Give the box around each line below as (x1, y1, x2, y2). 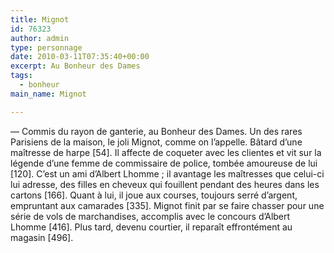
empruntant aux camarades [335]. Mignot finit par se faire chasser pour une (10, 199, 325, 211)
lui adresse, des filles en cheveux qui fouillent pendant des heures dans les (10, 178, 320, 190)
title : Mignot (10, 14, 70, 25)
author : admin (10, 33, 70, 43)
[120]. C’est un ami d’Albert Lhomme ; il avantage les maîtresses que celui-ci (10, 167, 325, 180)
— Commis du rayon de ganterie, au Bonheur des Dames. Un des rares (10, 125, 303, 137)
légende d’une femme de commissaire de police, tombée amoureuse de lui (10, 157, 318, 169)
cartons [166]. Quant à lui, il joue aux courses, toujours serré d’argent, (10, 189, 298, 201)
